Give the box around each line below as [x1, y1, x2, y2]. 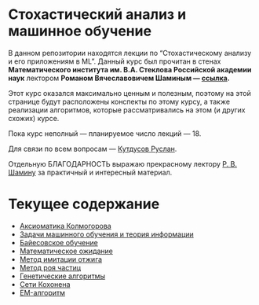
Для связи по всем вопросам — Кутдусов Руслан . [8, 144, 177, 153]
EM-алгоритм [19, 288, 65, 297]
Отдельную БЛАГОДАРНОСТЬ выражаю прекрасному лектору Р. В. [8, 159, 238, 168]
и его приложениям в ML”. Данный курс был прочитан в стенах [8, 57, 221, 66]
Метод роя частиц [19, 263, 81, 272]
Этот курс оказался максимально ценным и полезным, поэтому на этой [8, 88, 251, 97]
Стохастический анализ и [8, 6, 187, 24]
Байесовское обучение [19, 237, 98, 247]
